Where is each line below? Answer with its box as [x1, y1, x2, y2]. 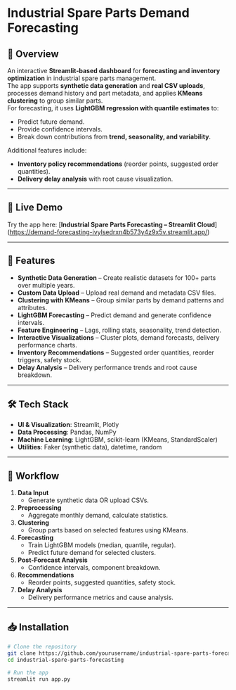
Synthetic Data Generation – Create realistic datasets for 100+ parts [17, 273, 216, 282]
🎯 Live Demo [7, 202, 63, 214]
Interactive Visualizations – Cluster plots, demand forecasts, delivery [17, 333, 220, 342]
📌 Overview [7, 48, 59, 60]
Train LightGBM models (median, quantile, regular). [27, 541, 176, 549]
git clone [7, 649, 37, 657]
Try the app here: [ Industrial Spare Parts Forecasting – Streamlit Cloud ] [7, 220, 218, 229]
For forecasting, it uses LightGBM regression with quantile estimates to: [7, 104, 219, 112]
